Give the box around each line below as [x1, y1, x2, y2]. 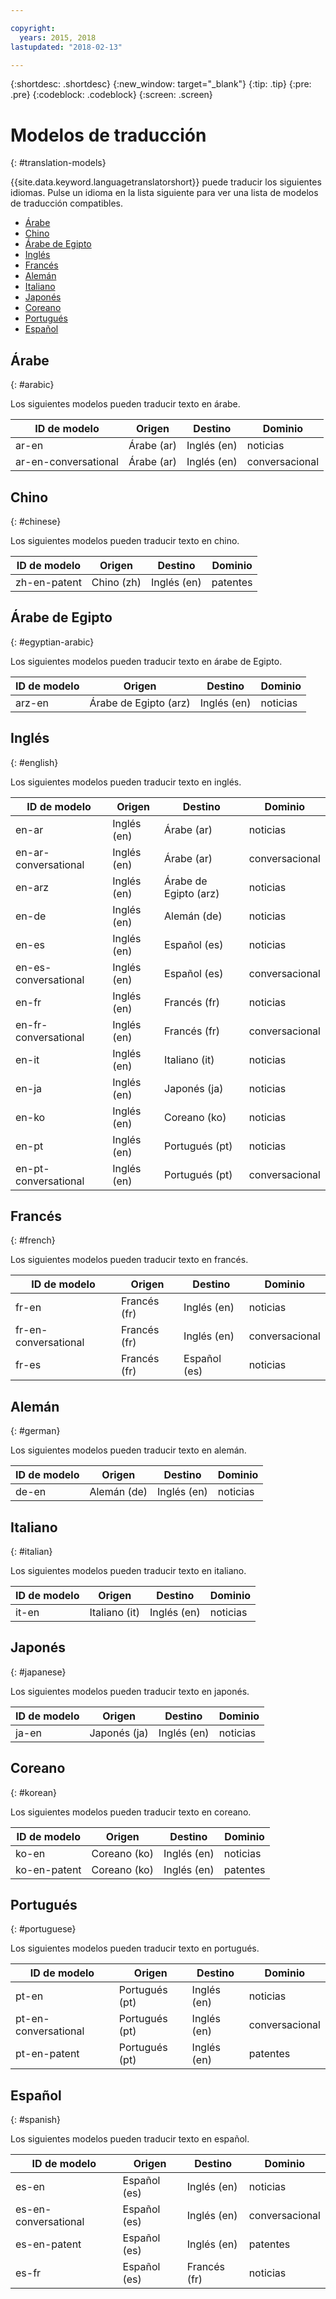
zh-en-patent [15, 575, 82, 589]
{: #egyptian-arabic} [10, 636, 95, 648]
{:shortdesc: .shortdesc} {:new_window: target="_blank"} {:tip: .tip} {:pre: [10, 78, 312, 90]
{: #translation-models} [10, 157, 107, 169]
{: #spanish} [10, 2114, 62, 2126]
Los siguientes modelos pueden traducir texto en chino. [10, 534, 240, 546]
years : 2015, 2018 [19, 32, 97, 43]
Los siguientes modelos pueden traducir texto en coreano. [10, 1806, 252, 1818]
